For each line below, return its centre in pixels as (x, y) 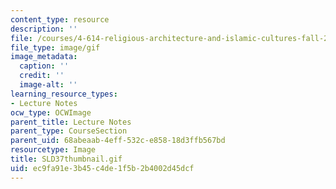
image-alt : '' (48, 85)
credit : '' (42, 76)
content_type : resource (60, 19)
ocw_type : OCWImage (51, 112)
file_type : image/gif (55, 47)
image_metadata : (44, 57)
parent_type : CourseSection (69, 131)
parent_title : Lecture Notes (71, 122)
